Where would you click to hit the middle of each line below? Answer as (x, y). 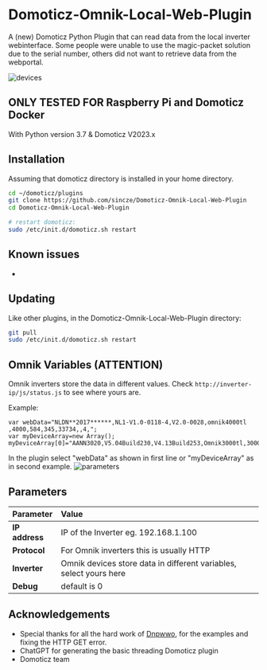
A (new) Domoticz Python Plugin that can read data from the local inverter (129, 37)
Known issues (44, 255)
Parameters (38, 492)
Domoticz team (44, 659)
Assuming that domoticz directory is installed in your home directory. (121, 178)
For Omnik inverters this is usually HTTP (135, 550)
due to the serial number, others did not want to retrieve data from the (122, 53)
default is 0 (82, 586)
